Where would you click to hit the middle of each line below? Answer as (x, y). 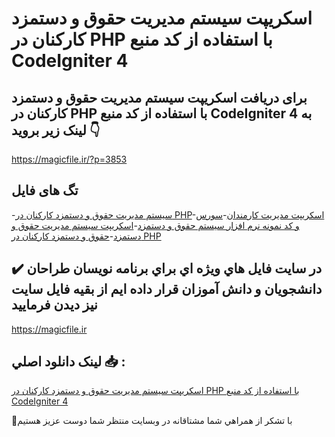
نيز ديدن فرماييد (54, 305)
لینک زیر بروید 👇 (56, 130)
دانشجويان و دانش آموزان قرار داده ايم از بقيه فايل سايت (167, 289)
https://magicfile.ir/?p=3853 (69, 159)
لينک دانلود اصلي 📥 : (68, 362)
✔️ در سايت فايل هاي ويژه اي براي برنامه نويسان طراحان (167, 268)
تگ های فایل (45, 190)
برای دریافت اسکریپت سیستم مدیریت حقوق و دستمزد (159, 97)
